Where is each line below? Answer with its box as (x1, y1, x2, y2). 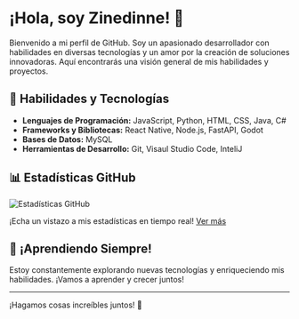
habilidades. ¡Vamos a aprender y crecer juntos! (9, 275, 184, 285)
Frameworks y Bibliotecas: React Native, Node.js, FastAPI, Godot (21, 124, 264, 135)
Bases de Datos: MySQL (21, 133, 113, 145)
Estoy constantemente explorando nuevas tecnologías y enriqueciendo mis (9, 265, 285, 275)
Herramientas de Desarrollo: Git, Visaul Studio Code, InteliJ (21, 143, 243, 154)
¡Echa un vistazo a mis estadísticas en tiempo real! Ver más (9, 215, 227, 226)
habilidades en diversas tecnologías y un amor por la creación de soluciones (9, 46, 290, 57)
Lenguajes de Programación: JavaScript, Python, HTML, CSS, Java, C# (21, 115, 287, 125)
